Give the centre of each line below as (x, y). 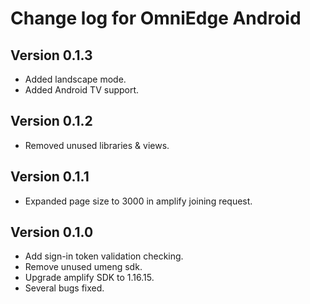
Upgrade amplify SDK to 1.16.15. (89, 278)
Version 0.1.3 (51, 55)
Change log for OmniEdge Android (156, 18)
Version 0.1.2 (51, 121)
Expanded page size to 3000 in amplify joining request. (138, 201)
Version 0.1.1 (50, 177)
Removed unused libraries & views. (97, 145)
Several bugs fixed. (64, 288)
